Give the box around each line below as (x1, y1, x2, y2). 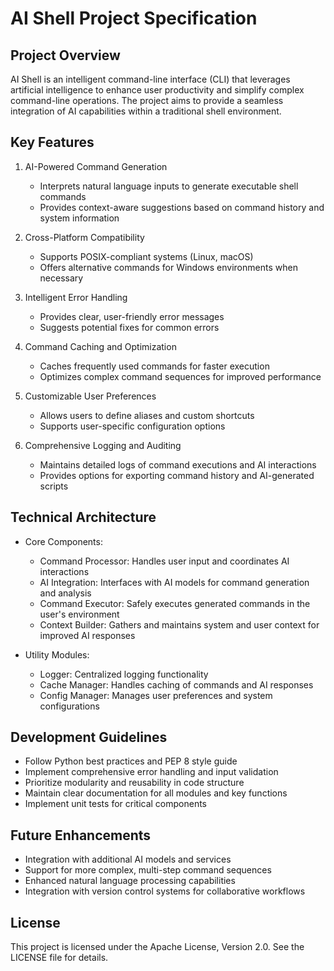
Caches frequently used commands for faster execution (39, 360, 270, 372)
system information (39, 212, 120, 224)
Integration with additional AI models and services (24, 853, 232, 866)
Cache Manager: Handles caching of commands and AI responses (39, 678, 314, 691)
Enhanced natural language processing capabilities (24, 875, 236, 887)
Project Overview (10, 47, 121, 64)
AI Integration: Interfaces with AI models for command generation (39, 576, 310, 588)
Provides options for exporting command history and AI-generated (39, 469, 315, 481)
